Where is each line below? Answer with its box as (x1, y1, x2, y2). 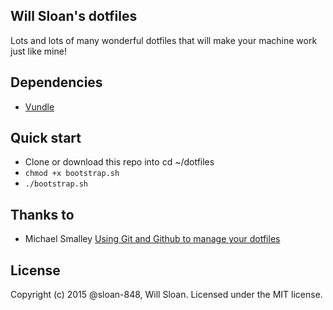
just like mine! (10, 45, 67, 57)
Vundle (24, 100, 55, 113)
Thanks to (10, 206, 75, 223)
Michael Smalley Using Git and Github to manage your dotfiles (24, 233, 281, 245)
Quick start (10, 130, 82, 147)
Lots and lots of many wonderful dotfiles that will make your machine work (10, 34, 318, 46)
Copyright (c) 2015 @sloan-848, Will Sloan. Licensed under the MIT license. (10, 289, 323, 301)
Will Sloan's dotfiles (10, 8, 138, 25)
